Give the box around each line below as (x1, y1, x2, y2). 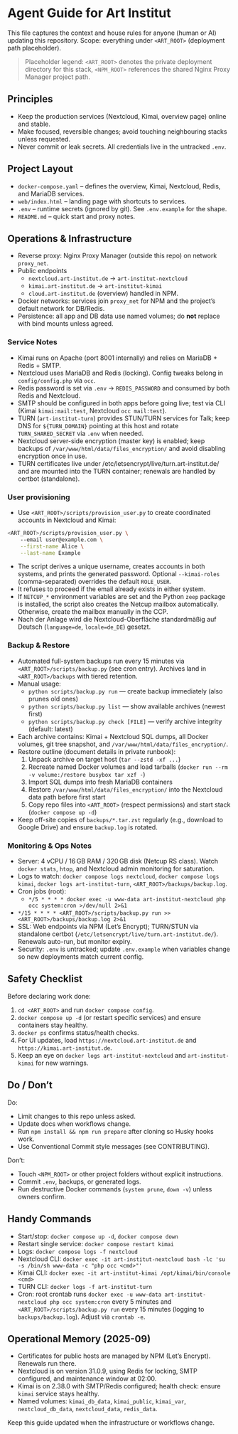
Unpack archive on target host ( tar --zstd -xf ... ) (28, 755, 181, 763)
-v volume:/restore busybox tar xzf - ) (28, 770, 146, 778)
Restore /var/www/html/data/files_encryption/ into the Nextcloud (28, 785, 223, 794)
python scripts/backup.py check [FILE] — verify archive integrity (28, 717, 222, 726)
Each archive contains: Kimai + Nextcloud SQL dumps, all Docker (17, 732, 209, 740)
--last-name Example (20, 549, 81, 556)
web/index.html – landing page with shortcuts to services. (17, 197, 187, 206)
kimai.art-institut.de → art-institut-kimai (28, 282, 163, 290)
